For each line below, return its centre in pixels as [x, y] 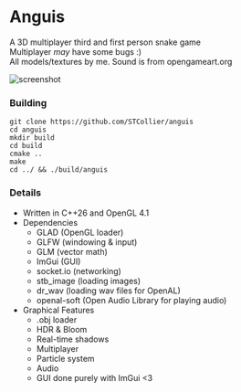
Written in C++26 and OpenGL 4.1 [86, 213]
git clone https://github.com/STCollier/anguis [102, 122]
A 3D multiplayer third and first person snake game [105, 42]
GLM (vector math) [72, 251]
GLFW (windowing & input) [87, 242]
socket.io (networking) [79, 270]
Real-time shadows [73, 339]
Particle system [65, 358]
